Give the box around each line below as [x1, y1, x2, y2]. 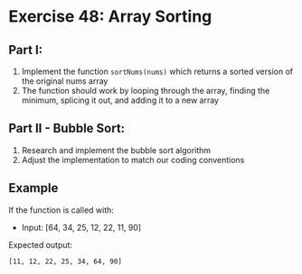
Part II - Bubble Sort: [8, 121, 126, 136]
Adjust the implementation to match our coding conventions [21, 154, 245, 165]
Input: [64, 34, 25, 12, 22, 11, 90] [21, 222, 142, 233]
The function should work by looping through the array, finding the [21, 86, 270, 96]
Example [8, 180, 59, 196]
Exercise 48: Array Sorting [8, 6, 212, 27]
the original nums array [21, 76, 109, 87]
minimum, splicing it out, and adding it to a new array [21, 95, 219, 105]
